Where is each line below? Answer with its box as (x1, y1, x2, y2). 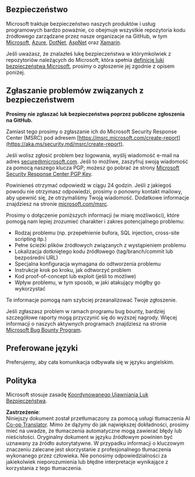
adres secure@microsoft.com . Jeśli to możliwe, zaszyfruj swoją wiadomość (6, 158, 189, 165)
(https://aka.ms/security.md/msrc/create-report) (6, 140, 123, 147)
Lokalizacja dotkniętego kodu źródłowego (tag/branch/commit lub (14, 248, 173, 255)
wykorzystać (14, 285, 46, 292)
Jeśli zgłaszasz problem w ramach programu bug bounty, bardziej (6, 307, 165, 314)
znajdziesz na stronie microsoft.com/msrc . (6, 200, 109, 207)
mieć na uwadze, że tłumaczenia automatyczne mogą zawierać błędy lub (6, 427, 182, 434)
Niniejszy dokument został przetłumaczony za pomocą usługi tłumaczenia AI (6, 415, 190, 422)
